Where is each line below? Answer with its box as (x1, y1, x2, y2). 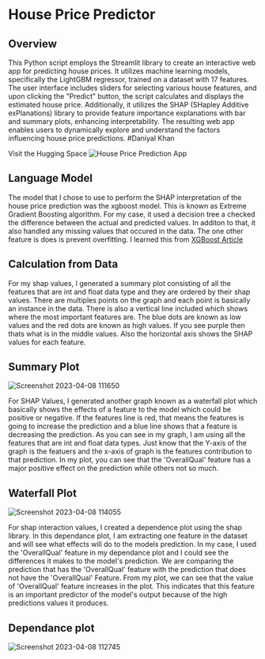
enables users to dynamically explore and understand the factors (8, 125, 221, 134)
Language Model (8, 171, 93, 185)
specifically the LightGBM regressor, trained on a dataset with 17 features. (8, 75, 249, 84)
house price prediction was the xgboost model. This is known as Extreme (8, 201, 247, 210)
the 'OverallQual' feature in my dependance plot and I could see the (8, 548, 229, 558)
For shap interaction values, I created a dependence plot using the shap (8, 523, 243, 533)
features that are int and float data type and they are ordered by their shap (8, 287, 251, 296)
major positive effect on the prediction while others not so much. (8, 464, 219, 473)
